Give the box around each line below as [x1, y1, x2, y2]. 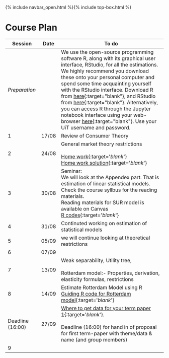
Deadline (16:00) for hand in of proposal [61, 323, 157, 330]
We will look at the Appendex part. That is [61, 174, 159, 181]
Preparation [8, 86, 36, 93]
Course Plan [5, 22, 58, 33]
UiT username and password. [61, 124, 131, 131]
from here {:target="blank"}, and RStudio [61, 93, 156, 100]
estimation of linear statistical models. [61, 180, 150, 187]
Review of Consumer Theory [61, 132, 129, 139]
